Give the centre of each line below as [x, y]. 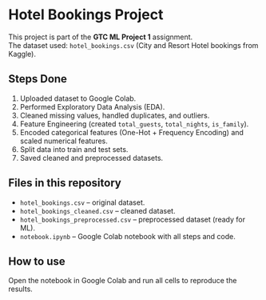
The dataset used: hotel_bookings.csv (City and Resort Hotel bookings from [133, 45]
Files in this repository [65, 183]
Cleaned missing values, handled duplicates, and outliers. [115, 115]
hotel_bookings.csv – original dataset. [82, 202]
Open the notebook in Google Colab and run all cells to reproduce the [123, 281]
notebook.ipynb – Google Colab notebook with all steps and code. [127, 236]
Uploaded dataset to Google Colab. [78, 98]
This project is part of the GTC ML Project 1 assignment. [101, 37]
